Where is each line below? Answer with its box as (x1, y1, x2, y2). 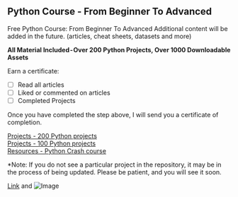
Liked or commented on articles (17, 88, 111, 97)
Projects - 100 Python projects (7, 139, 96, 148)
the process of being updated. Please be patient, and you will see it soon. (7, 168, 222, 176)
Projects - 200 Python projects (7, 132, 98, 140)
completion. (7, 118, 42, 126)
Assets (7, 53, 29, 61)
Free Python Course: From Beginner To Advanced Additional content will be (7, 24, 228, 32)
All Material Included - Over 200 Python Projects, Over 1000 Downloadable (7, 45, 231, 54)
